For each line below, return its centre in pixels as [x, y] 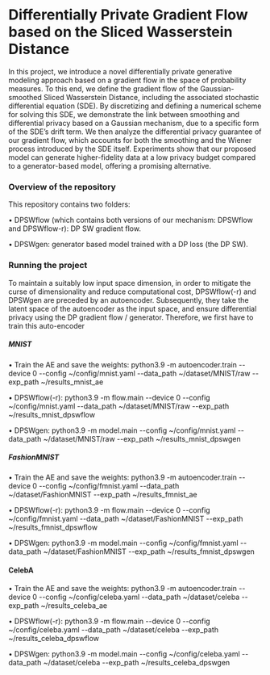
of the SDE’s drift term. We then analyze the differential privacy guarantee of [135, 132]
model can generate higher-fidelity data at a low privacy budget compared [132, 157]
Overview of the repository [62, 187]
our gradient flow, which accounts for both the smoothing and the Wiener [130, 140]
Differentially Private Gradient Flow [128, 15]
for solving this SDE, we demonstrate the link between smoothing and [124, 114]
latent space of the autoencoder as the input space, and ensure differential [133, 308]
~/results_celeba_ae [74, 605]
